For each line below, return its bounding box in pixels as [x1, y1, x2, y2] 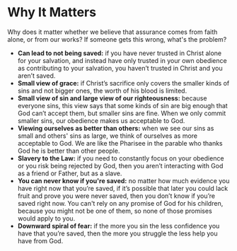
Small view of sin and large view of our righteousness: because [17, 93, 207, 103]
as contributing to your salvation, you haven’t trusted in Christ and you [17, 64, 223, 72]
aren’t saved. [17, 71, 56, 80]
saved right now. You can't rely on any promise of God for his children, [17, 199, 224, 207]
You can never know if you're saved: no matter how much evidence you [17, 176, 230, 185]
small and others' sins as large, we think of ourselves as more [17, 132, 198, 140]
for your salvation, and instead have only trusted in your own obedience [17, 56, 228, 64]
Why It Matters [7, 4, 97, 21]
